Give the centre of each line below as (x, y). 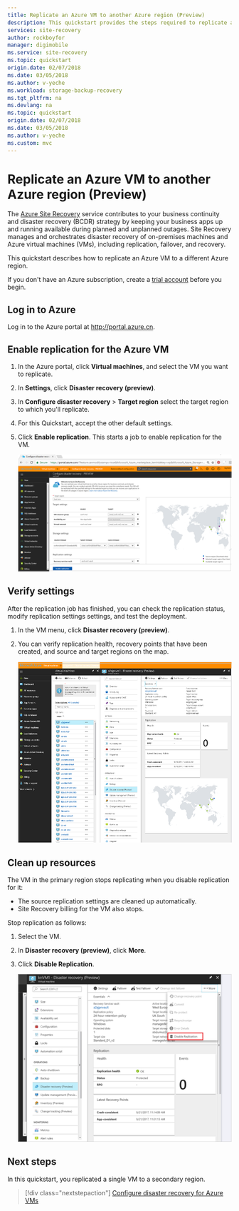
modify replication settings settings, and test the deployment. (97, 616)
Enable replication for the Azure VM (88, 349)
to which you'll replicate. (54, 410)
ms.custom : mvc (30, 143)
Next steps (32, 1162)
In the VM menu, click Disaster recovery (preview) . (94, 630)
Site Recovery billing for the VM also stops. (81, 908)
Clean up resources (52, 862)
